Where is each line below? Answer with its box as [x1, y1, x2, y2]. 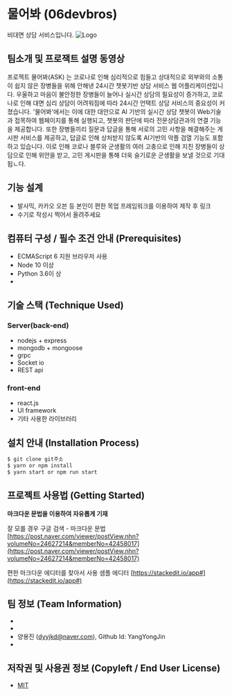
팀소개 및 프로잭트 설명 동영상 [7, 53, 125, 65]
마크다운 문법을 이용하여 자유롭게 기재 [7, 509, 109, 517]
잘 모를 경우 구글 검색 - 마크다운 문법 [7, 524, 106, 532]
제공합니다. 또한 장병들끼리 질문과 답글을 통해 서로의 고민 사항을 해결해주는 [14, 124, 216, 133]
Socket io [17, 358, 45, 367]
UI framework [17, 406, 57, 415]
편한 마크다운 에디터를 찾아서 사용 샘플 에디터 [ [7, 568, 134, 577]
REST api [17, 366, 44, 374]
